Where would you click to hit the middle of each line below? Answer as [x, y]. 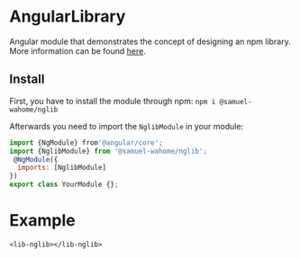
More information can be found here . [77, 50]
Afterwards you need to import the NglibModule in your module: [127, 126]
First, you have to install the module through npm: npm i [113, 101]
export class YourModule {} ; [64, 185]
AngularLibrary [68, 17]
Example [42, 221]
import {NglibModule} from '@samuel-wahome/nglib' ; [108, 151]
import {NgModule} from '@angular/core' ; [86, 142]
